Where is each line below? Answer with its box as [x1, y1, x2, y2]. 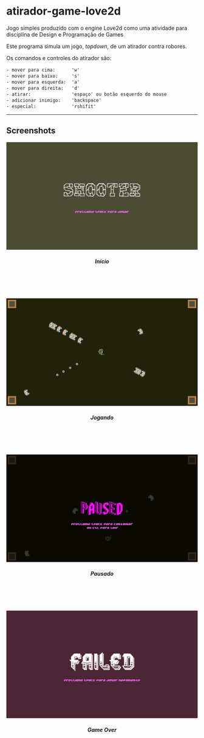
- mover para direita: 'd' [6, 85, 80, 91]
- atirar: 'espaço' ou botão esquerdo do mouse [6, 91, 167, 97]
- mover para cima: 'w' [6, 67, 80, 73]
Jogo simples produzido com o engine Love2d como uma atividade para [6, 24, 188, 32]
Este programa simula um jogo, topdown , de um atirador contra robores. [6, 43, 187, 50]
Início [95, 258, 109, 265]
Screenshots [6, 126, 56, 136]
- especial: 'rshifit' [6, 103, 97, 109]
